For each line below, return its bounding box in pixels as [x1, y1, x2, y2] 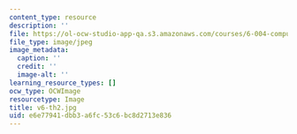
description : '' [9, 21, 69, 30]
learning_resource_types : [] [9, 78, 117, 87]
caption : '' [17, 54, 62, 63]
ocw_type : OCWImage [9, 86, 81, 95]
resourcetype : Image [9, 94, 86, 104]
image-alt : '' [17, 71, 69, 79]
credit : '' [17, 63, 57, 71]
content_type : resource [9, 12, 97, 22]
